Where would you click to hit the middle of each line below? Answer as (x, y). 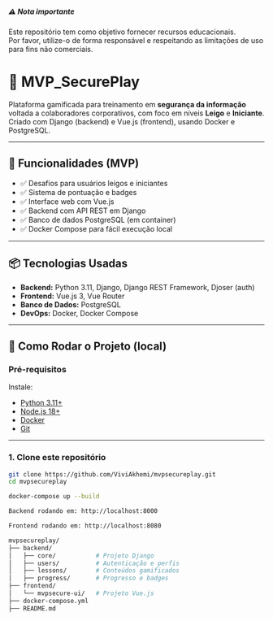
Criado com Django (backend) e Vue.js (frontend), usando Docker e (122, 121)
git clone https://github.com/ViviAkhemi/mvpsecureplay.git (113, 474)
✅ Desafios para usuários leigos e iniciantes (94, 183)
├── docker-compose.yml (49, 601)
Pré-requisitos (37, 369)
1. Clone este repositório (57, 458)
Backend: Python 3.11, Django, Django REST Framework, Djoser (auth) (137, 287)
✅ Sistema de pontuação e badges (78, 192)
